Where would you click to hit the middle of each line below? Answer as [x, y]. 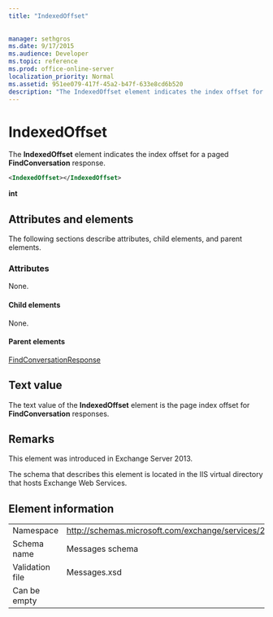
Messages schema [102, 549]
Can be [26, 591]
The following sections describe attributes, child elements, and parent [125, 238]
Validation [31, 567]
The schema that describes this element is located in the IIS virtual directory [136, 475]
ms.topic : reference [43, 62]
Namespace [36, 531]
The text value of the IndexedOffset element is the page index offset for [129, 405]
